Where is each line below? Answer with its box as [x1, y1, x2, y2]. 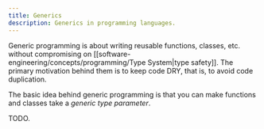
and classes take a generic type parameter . [8, 98, 151, 108]
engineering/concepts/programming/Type [8, 57, 146, 67]
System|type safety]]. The [147, 57, 234, 67]
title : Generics [8, 11, 62, 20]
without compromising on [8, 49, 92, 59]
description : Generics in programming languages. [8, 19, 177, 27]
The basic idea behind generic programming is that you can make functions [8, 89, 257, 99]
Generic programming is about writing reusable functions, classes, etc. [8, 40, 241, 50]
